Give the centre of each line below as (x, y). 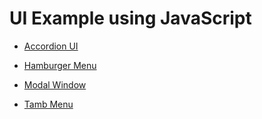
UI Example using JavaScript (130, 18)
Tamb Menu (48, 104)
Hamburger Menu (60, 65)
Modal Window (55, 84)
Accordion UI (51, 46)
